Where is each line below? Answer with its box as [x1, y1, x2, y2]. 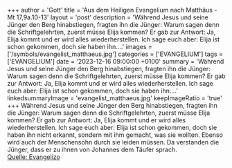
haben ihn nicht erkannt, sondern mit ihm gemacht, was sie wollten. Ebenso [7, 131, 224, 139]
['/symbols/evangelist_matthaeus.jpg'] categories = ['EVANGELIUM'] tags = [7, 50, 224, 58]
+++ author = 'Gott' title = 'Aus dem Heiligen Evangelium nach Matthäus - [7, 6, 217, 14]
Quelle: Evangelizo [7, 153, 60, 161]
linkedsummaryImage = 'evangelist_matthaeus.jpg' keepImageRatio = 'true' [7, 94, 223, 102]
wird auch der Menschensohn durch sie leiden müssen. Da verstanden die [7, 138, 220, 146]
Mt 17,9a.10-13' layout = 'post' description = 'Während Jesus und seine [7, 13, 209, 21]
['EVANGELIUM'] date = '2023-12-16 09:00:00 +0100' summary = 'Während [7, 57, 224, 65]
